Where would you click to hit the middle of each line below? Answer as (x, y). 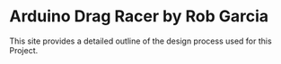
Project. (24, 50)
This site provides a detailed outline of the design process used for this (140, 41)
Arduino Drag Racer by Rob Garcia (139, 16)
